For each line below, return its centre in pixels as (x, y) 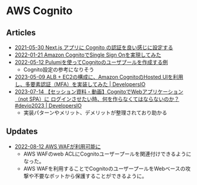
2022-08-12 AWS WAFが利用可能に (58, 146)
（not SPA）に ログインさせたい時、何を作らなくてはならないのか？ (97, 99)
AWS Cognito (39, 11)
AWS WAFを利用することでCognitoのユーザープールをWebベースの (104, 169)
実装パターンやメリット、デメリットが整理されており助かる (95, 113)
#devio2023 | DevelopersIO (48, 105)
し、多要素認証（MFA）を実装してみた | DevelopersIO (80, 84)
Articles (21, 33)
